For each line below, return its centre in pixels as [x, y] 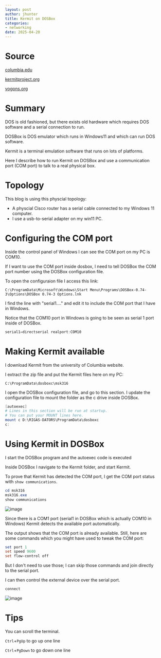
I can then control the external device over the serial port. [63, 580]
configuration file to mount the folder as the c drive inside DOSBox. [72, 397]
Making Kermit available [55, 351]
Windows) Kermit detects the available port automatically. [63, 524]
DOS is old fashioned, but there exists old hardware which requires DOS [77, 122]
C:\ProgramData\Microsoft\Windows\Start [47, 290]
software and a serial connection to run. [45, 127]
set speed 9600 [20, 552]
